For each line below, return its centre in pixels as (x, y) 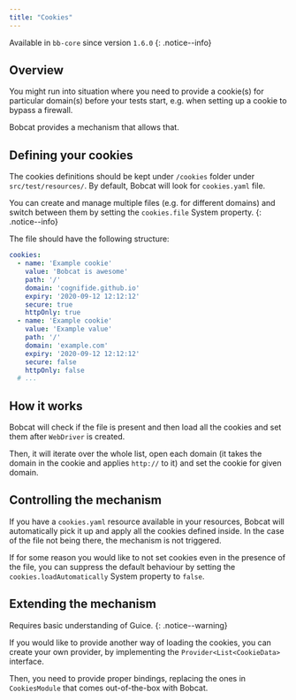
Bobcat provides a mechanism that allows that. (94, 127)
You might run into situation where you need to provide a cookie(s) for (137, 91)
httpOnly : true (53, 313)
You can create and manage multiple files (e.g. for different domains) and (142, 203)
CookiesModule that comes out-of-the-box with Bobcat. (109, 688)
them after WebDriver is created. (67, 437)
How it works (46, 406)
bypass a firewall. (41, 110)
